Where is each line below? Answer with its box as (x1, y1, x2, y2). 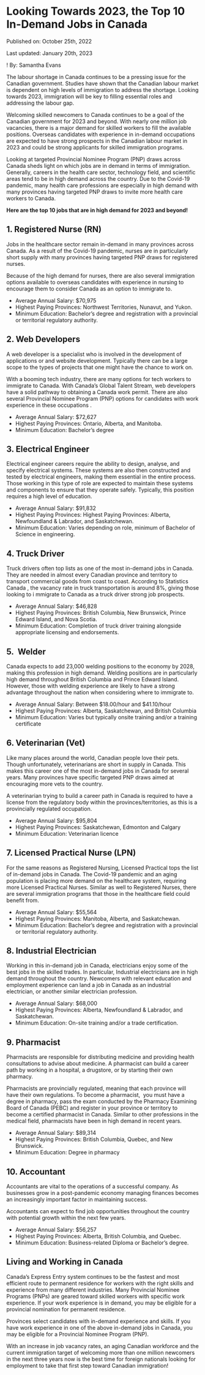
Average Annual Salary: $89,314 (15, 1129, 97, 1137)
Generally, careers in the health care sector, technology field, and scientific (6, 169, 196, 176)
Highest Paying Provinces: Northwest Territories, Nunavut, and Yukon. (15, 303, 193, 311)
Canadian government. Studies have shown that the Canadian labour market (6, 80, 199, 87)
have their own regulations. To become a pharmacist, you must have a (6, 1091, 185, 1099)
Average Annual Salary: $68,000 (15, 1000, 98, 1007)
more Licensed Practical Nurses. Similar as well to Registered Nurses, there (6, 884, 197, 891)
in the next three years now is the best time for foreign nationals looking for (6, 1355, 196, 1363)
